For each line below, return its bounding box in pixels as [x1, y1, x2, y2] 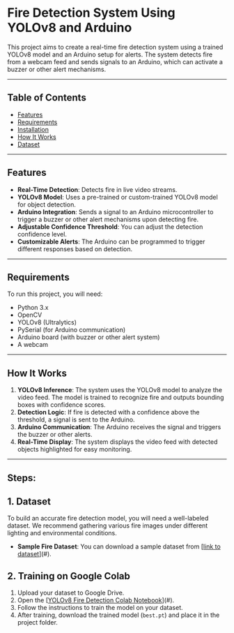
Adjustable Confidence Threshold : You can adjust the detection [17, 222, 203, 231]
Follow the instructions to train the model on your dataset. [17, 604, 183, 612]
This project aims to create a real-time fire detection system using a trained [7, 43, 224, 51]
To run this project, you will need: [7, 290, 103, 298]
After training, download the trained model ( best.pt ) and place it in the [17, 611, 220, 619]
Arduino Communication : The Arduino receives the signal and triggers [17, 423, 221, 431]
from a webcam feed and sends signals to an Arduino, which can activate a [7, 57, 223, 66]
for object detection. [17, 200, 77, 209]
